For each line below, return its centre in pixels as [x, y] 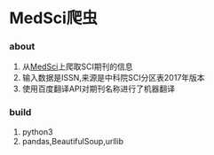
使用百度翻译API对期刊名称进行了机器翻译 [99, 89]
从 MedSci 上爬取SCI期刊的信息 [77, 66]
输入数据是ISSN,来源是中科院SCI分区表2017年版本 [114, 78]
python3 [37, 132]
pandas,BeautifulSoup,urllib [73, 141]
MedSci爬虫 [53, 18]
